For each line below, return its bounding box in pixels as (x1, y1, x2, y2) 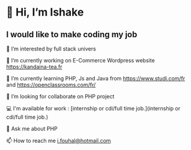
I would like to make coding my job (6, 29, 138, 40)
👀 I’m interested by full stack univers (6, 45, 96, 52)
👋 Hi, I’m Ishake (6, 5, 84, 19)
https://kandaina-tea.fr (6, 63, 62, 70)
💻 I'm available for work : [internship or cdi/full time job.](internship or (6, 105, 181, 112)
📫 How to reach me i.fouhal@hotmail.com (6, 137, 111, 144)
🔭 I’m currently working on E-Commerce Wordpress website (6, 57, 155, 64)
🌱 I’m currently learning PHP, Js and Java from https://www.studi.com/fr (6, 75, 186, 82)
